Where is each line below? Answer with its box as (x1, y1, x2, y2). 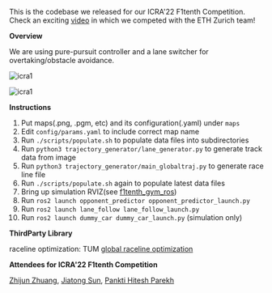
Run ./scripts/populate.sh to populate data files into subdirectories (20, 135, 249, 145)
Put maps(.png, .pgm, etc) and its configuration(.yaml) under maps (20, 118, 240, 128)
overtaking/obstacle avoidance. (9, 56, 115, 65)
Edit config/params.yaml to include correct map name (20, 127, 200, 136)
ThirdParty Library (9, 228, 73, 238)
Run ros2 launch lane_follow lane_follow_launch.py (20, 204, 200, 214)
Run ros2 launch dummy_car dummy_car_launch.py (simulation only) (20, 213, 243, 222)
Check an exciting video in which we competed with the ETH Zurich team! (9, 15, 256, 25)
